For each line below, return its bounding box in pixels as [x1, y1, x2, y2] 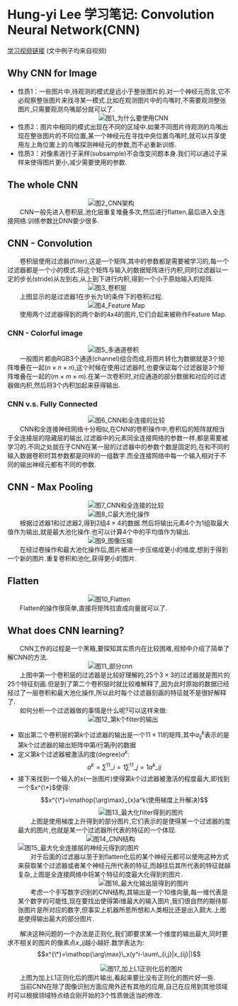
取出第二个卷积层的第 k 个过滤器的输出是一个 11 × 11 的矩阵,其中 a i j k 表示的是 [17, 730, 230, 741]
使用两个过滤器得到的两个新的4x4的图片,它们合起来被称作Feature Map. [20, 310, 227, 319]
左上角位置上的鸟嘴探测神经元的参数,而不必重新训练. [23, 140, 177, 149]
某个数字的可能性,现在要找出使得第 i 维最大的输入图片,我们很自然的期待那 [17, 897, 228, 905]
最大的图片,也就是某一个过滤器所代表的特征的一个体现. [17, 826, 177, 834]
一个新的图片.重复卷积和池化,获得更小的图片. [7, 554, 137, 562]
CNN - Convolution [7, 237, 93, 249]
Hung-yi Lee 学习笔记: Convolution [7, 6, 215, 23]
